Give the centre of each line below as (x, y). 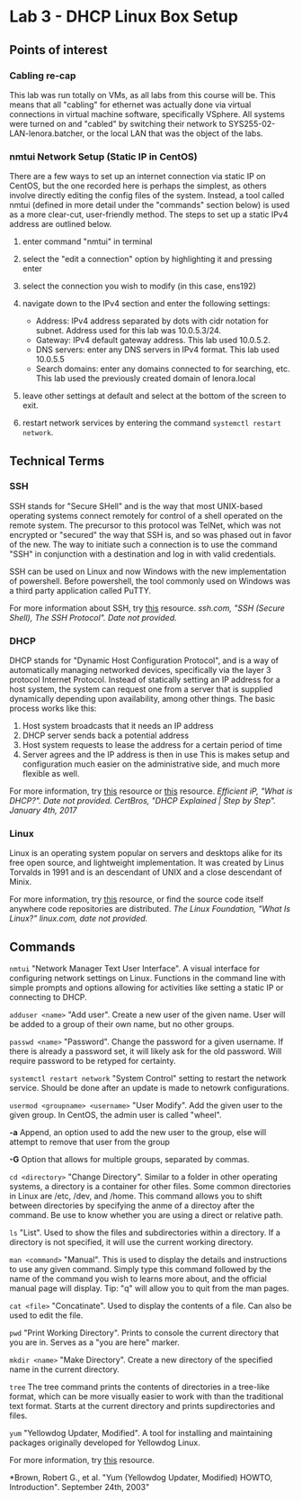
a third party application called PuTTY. (80, 590)
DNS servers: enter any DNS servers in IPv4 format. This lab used (158, 350)
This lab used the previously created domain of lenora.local (146, 378)
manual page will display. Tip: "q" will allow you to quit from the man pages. (149, 1288)
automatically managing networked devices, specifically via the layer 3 (140, 670)
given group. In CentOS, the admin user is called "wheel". (115, 1115)
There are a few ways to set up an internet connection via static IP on (138, 177)
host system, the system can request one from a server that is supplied (141, 689)
